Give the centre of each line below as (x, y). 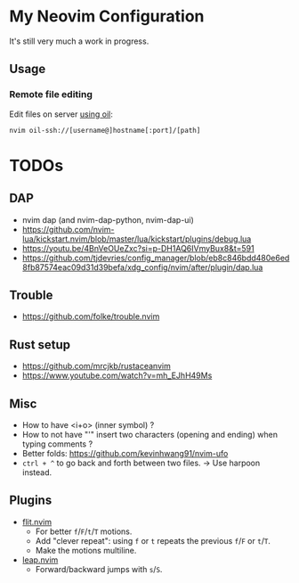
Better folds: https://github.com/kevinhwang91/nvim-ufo (125, 454)
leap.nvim (40, 560)
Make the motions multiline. (86, 550)
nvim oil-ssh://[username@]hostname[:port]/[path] (105, 130)
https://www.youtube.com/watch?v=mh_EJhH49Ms (117, 375)
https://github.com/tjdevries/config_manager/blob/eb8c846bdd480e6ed (156, 258)
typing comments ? (57, 444)
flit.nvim (36, 521)
